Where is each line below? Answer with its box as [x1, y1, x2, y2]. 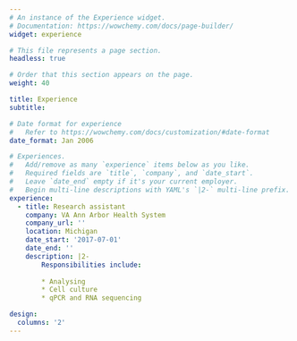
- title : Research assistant [17, 202, 126, 211]
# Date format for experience [9, 119, 123, 128]
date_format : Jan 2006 [9, 136, 94, 145]
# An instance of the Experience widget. [9, 13, 166, 22]
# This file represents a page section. [9, 46, 163, 55]
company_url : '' [25, 218, 87, 228]
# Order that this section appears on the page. [9, 71, 194, 80]
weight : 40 [9, 79, 50, 88]
